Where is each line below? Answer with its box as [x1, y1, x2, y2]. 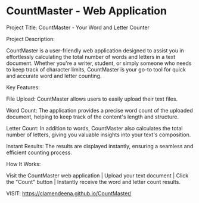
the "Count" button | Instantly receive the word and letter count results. [6, 178, 181, 185]
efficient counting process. [6, 149, 73, 156]
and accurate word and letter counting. [6, 72, 102, 79]
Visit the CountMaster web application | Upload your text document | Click [6, 171, 189, 179]
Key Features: [6, 83, 40, 90]
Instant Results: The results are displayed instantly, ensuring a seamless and [6, 142, 194, 149]
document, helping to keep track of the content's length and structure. [6, 113, 179, 120]
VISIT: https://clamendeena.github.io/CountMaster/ [6, 189, 132, 197]
